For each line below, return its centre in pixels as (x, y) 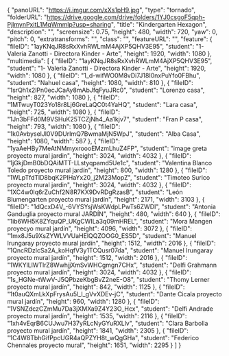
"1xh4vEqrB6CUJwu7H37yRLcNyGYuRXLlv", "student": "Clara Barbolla (108, 323)
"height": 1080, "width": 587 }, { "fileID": (64, 141)
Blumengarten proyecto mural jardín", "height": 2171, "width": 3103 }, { (106, 199)
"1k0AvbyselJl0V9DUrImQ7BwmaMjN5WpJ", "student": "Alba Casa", (104, 134)
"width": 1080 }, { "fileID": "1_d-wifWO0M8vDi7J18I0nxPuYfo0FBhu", (104, 75)
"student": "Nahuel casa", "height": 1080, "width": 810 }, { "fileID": (100, 83)
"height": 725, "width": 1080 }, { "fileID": (64, 112)
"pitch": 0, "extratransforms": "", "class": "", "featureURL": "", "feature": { (110, 39)
